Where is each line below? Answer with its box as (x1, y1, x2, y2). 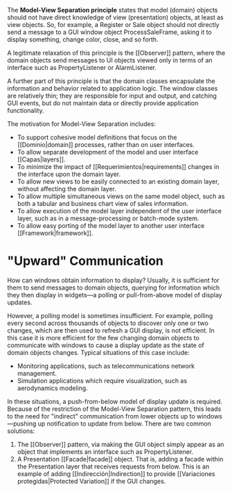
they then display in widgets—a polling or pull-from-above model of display (7, 290, 223, 299)
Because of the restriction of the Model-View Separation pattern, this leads (7, 405, 222, 413)
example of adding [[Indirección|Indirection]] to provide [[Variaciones (17, 469, 215, 477)
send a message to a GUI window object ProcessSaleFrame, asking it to (7, 28, 213, 36)
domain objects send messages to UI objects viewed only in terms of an (7, 56, 213, 64)
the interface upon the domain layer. (17, 170, 121, 178)
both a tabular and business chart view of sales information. (17, 200, 189, 207)
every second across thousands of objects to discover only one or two (7, 319, 209, 327)
